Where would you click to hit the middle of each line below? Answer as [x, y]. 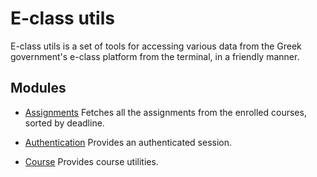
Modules [38, 88]
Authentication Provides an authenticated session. [128, 142]
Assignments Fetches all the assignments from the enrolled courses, [165, 112]
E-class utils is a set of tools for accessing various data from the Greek [156, 46]
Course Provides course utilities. [91, 161]
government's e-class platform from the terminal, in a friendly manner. [155, 56]
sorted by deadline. [64, 123]
